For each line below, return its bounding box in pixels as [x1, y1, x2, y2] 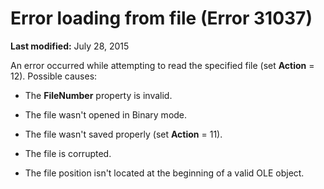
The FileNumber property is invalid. [24, 89, 173, 101]
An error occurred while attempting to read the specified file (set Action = [10, 59, 315, 71]
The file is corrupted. [24, 147, 112, 159]
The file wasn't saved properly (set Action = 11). [24, 128, 223, 140]
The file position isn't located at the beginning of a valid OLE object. [24, 167, 305, 179]
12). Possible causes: [10, 70, 98, 82]
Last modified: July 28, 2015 [10, 40, 130, 52]
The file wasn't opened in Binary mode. [24, 108, 188, 121]
